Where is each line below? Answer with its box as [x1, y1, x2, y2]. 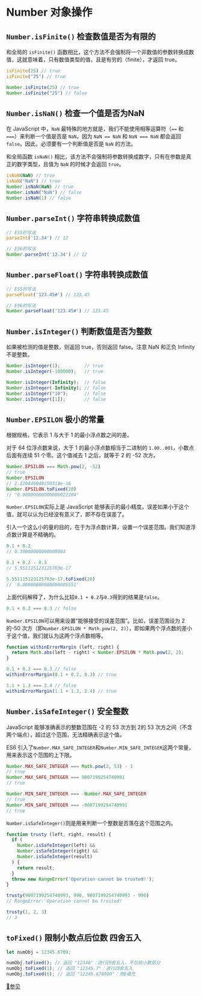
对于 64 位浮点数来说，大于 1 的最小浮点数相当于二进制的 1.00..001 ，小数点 [6, 444, 194, 451]
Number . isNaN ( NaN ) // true [6, 184, 74, 190]
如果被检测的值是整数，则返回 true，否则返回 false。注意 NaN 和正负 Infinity [6, 344, 195, 351]
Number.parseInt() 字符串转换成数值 [6, 213, 140, 223]
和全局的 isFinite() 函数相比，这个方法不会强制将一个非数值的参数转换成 [6, 49, 189, 55]
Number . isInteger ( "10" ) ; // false [6, 391, 106, 397]
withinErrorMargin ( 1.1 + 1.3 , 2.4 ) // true [6, 688, 117, 694]
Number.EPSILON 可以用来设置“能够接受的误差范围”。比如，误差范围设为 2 [6, 617, 185, 624]
